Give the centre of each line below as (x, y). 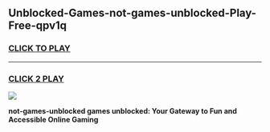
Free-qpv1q (37, 26)
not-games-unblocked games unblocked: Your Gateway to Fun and (123, 110)
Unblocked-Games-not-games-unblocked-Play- (133, 13)
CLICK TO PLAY (39, 49)
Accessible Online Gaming (53, 119)
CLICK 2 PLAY (36, 78)
